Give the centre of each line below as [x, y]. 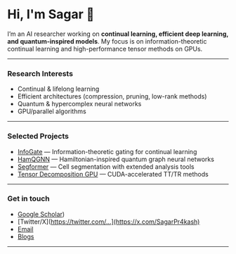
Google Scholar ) [41, 214]
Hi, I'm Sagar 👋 [51, 14]
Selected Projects [38, 136]
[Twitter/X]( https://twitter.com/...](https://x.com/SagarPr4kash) [109, 222]
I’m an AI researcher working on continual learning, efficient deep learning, [118, 34]
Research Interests [40, 73]
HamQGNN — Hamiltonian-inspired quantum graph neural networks [116, 159]
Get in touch [29, 198]
